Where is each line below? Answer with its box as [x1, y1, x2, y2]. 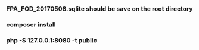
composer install [6, 20, 56, 28]
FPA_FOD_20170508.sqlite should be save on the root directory [6, 5, 193, 13]
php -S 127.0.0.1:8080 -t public [6, 36, 97, 44]
